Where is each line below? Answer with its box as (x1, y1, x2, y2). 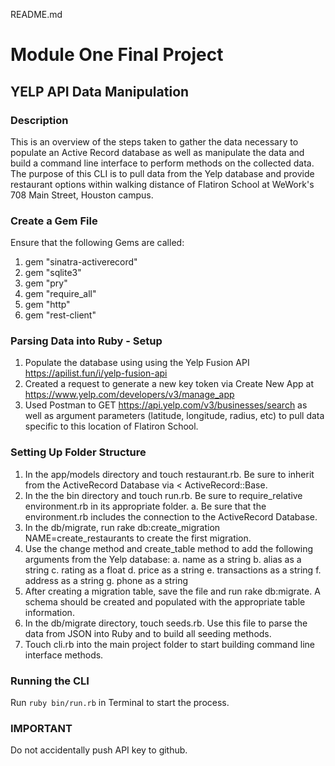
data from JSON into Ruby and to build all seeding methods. (24, 627, 272, 639)
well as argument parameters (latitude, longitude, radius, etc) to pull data (24, 410, 325, 422)
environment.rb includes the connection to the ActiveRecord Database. (24, 510, 318, 523)
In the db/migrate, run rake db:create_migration (24, 521, 221, 533)
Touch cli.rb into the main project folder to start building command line (24, 638, 315, 650)
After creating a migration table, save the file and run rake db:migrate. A (24, 585, 321, 597)
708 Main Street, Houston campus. (10, 189, 154, 201)
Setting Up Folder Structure (10, 445, 147, 459)
